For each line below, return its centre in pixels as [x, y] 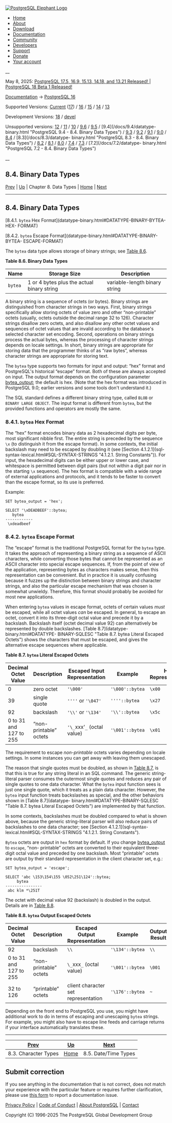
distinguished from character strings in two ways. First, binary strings [79, 307]
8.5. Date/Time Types [109, 1054]
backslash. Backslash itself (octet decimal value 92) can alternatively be [81, 623]
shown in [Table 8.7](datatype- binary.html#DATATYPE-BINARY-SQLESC [82, 801]
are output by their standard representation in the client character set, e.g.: [84, 859]
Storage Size [65, 274]
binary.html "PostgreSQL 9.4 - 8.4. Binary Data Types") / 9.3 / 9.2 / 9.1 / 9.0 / [86, 132]
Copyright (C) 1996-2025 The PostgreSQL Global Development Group [79, 1115]
